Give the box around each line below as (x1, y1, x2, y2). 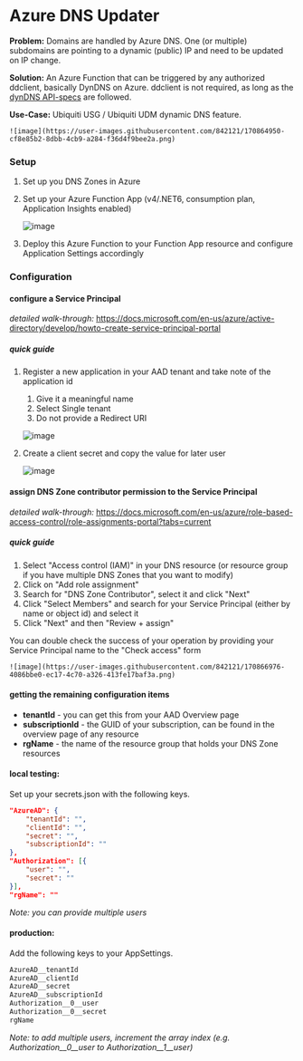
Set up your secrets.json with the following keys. (9, 788, 190, 799)
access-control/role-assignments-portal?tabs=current (9, 516, 212, 526)
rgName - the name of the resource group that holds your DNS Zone (22, 738, 279, 748)
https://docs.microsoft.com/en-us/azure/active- (96, 313, 275, 324)
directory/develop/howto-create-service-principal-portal (9, 323, 222, 333)
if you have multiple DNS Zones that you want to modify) (22, 569, 233, 580)
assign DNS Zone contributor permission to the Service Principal (9, 486, 258, 497)
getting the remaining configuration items (9, 690, 170, 700)
